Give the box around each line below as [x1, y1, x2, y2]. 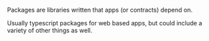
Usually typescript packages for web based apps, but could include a [7, 19, 203, 27]
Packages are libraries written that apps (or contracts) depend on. [7, 6, 193, 14]
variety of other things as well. [7, 27, 93, 34]
